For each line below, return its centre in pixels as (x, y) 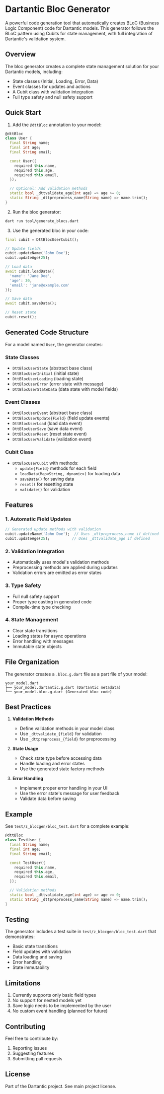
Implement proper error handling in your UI (64, 788)
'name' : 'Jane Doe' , (31, 276)
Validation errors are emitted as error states (57, 573)
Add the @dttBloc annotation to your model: (57, 125)
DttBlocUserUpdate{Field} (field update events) (61, 418)
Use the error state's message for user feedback (70, 794)
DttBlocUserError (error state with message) (58, 384)
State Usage (25, 749)
